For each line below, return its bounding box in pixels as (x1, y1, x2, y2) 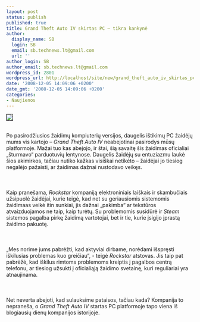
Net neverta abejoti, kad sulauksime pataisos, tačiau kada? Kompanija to (6, 296, 183, 304)
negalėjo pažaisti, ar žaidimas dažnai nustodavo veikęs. (6, 163, 143, 170)
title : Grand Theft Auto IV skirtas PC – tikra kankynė (6, 25, 148, 32)
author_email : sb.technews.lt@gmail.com (6, 64, 108, 70)
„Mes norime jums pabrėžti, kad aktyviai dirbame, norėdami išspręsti (6, 245, 174, 253)
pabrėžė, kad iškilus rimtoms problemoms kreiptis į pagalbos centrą (6, 258, 172, 265)
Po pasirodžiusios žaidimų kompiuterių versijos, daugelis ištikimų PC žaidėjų (6, 132, 193, 139)
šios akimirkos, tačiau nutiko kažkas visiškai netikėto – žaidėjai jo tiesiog (6, 157, 183, 164)
